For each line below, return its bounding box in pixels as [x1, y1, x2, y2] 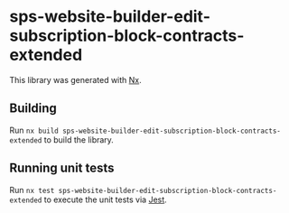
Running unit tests [9, 161, 115, 176]
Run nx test [9, 184, 55, 195]
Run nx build [9, 125, 59, 135]
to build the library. [43, 134, 115, 145]
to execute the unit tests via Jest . [43, 194, 167, 205]
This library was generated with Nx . [9, 74, 142, 85]
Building [9, 101, 57, 116]
